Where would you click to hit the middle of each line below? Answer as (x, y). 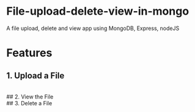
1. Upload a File (35, 76)
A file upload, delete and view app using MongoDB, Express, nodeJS (93, 28)
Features (29, 53)
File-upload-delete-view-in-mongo (98, 11)
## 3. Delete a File (29, 103)
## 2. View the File (30, 97)
